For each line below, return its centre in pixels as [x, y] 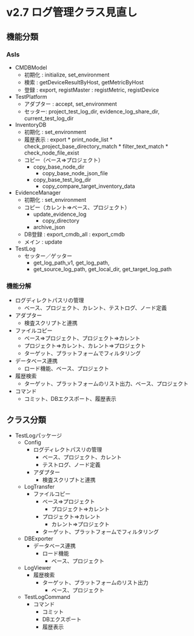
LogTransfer [39, 486]
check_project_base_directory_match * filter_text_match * [96, 146]
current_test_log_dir [49, 118]
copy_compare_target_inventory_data [89, 186]
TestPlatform [31, 96]
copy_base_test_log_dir [62, 179]
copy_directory [61, 220]
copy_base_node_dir [59, 167]
